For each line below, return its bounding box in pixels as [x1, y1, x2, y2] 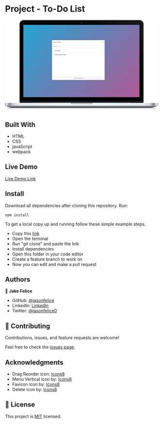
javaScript [12, 143, 33, 149]
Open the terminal [12, 236, 49, 241]
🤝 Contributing [5, 322, 50, 330]
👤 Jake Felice [5, 288, 33, 294]
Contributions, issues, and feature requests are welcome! [5, 335, 120, 341]
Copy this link [12, 230, 40, 236]
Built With [5, 120, 35, 129]
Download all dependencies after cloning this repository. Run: [5, 203, 128, 208]
